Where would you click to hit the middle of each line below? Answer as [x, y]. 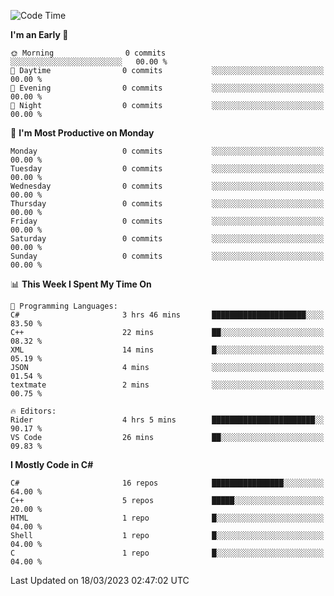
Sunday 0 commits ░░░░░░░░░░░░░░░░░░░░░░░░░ [167, 256]
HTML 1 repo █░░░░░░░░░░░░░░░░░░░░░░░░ [167, 518]
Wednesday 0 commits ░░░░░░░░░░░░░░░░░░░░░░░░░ [167, 186]
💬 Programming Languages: [64, 306]
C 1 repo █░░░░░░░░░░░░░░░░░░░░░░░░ [167, 553]
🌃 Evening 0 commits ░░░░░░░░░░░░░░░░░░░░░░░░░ [167, 88]
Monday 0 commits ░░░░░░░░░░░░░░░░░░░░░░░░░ [167, 151]
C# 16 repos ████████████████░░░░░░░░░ [167, 483]
